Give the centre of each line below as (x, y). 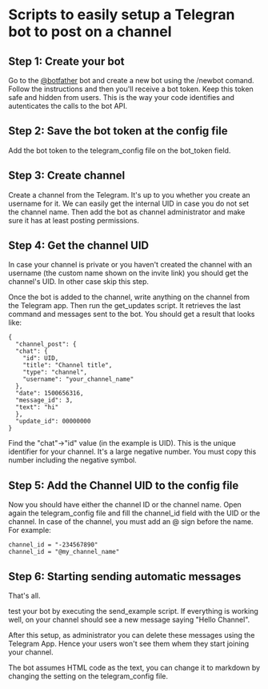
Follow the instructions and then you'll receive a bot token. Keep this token (131, 89)
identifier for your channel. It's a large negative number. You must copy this (132, 452)
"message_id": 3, (44, 401)
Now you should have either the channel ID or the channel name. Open (125, 505)
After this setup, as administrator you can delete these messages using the (132, 635)
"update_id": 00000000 (53, 422)
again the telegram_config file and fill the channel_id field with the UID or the (134, 513)
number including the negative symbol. (73, 460)
